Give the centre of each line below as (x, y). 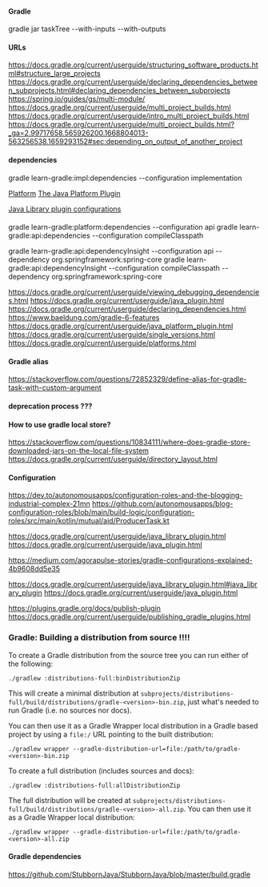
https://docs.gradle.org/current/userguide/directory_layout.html (113, 460)
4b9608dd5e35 (34, 569)
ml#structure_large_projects (55, 74)
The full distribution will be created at (70, 800)
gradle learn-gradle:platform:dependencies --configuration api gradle (123, 227)
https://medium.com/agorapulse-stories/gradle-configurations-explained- (131, 560)
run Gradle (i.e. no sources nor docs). (70, 710)
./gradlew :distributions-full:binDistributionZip (94, 678)
